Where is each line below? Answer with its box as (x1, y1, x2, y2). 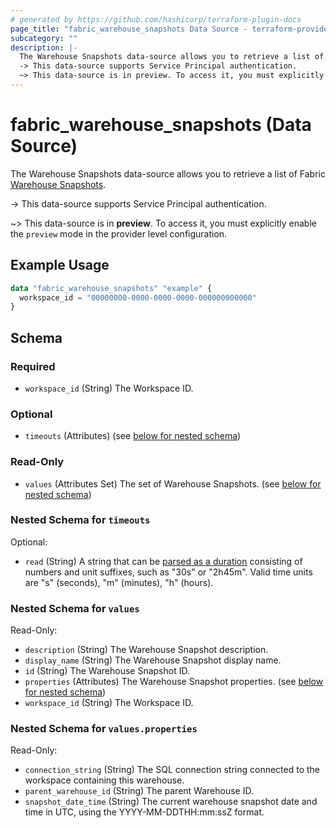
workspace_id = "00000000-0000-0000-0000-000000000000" (19, 292, 257, 303)
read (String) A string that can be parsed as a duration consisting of (24, 555, 303, 567)
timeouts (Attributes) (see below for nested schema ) (24, 430, 242, 442)
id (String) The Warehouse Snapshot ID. (24, 665, 190, 677)
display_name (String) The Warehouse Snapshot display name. (24, 654, 282, 666)
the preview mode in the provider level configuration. (10, 227, 228, 240)
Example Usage (10, 257, 110, 274)
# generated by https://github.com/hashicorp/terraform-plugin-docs (10, 14, 302, 25)
